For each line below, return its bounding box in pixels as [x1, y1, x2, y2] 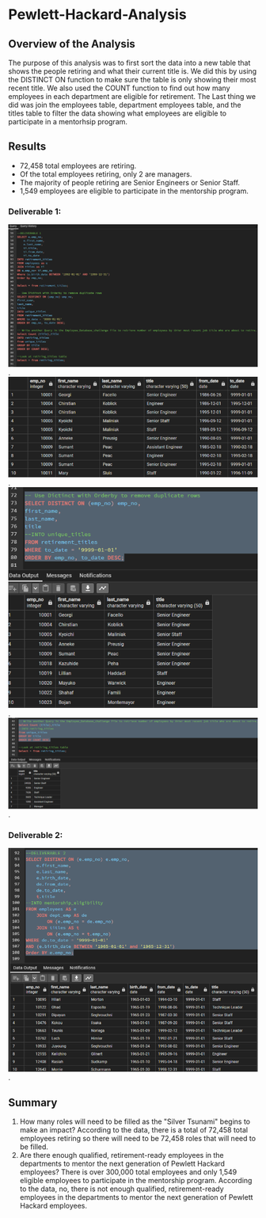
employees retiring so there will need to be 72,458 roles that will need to [19, 1134, 256, 1144]
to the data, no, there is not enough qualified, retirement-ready [19, 1184, 224, 1193]
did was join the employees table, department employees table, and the [8, 101, 241, 109]
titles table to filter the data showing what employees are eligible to [8, 108, 227, 118]
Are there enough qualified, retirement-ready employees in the [19, 1151, 224, 1160]
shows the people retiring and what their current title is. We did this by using [8, 67, 257, 76]
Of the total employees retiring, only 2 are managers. [19, 169, 192, 179]
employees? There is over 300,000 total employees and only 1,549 [19, 1167, 237, 1177]
